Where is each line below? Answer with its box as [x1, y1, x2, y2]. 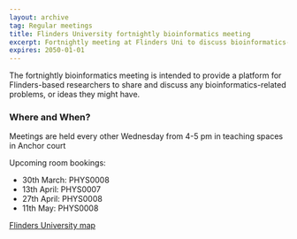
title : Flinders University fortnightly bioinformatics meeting [9, 29, 251, 38]
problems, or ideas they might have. [9, 89, 141, 100]
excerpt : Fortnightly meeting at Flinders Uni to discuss [9, 37, 227, 47]
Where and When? [9, 112, 91, 124]
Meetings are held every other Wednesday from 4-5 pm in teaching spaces [9, 131, 284, 142]
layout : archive [9, 12, 69, 22]
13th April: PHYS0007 [21, 184, 102, 195]
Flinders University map [9, 220, 95, 231]
